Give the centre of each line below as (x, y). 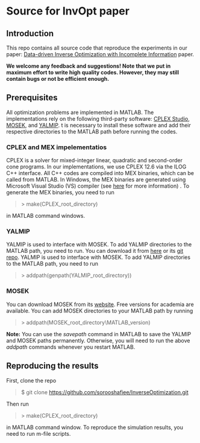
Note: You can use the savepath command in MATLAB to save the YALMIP (99, 334)
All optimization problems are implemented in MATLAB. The (80, 112)
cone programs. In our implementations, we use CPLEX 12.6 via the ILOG (96, 167)
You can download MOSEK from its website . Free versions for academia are (100, 304)
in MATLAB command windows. (46, 216)
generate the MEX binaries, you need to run (60, 193)
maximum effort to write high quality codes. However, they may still (93, 72)
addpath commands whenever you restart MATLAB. (71, 347)
